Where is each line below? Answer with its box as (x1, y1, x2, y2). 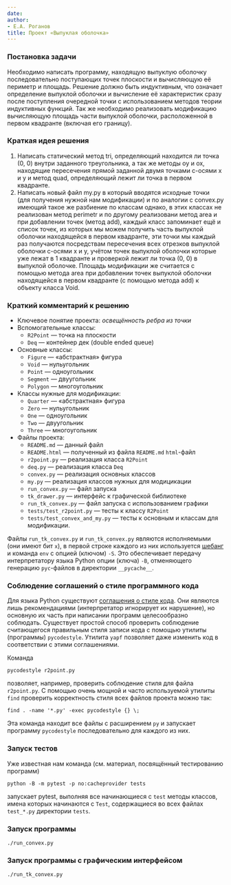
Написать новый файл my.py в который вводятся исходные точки (16, 188, 210, 196)
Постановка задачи (7, 52, 77, 62)
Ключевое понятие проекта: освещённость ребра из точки (16, 316, 191, 324)
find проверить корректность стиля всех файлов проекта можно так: (7, 694, 212, 702)
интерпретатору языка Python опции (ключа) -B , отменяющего (7, 556, 192, 565)
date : (7, 10, 23, 17)
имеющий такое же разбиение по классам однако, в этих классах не (16, 202, 222, 211)
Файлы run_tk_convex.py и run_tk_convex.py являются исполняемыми (7, 534, 211, 543)
